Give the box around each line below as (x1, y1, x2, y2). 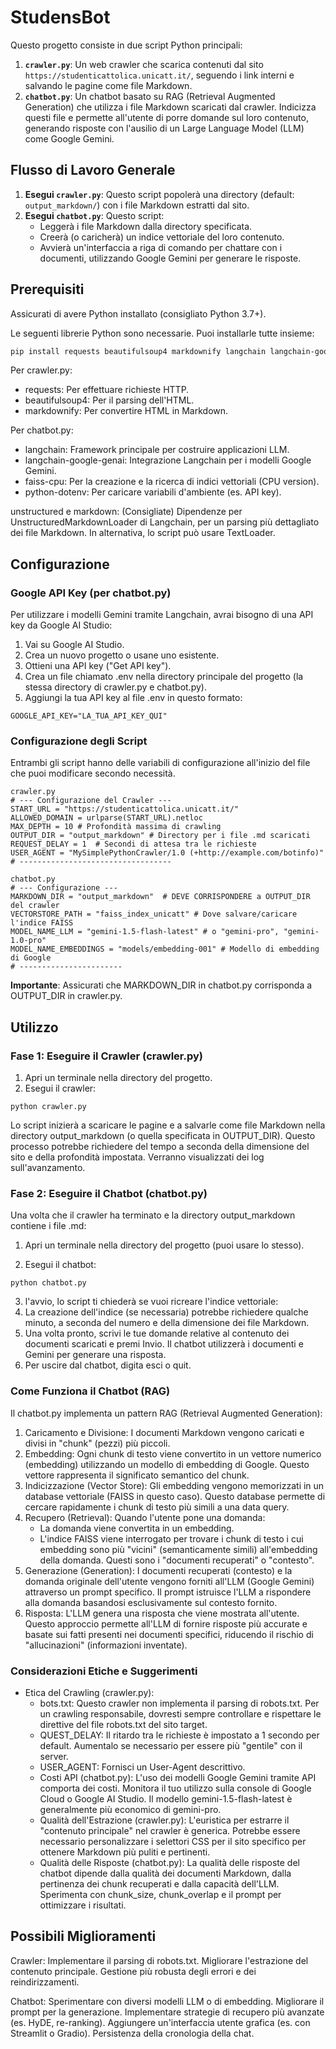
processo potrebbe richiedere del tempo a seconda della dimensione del (10, 1141, 310, 1153)
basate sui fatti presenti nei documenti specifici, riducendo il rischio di (24, 1628, 314, 1640)
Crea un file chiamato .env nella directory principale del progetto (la (24, 671, 304, 683)
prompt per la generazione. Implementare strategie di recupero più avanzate (10, 2006, 325, 2018)
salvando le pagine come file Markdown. (24, 79, 193, 91)
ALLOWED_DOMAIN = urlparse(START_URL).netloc (10, 813, 203, 823)
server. (39, 1751, 69, 1762)
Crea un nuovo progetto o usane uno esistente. (24, 649, 220, 661)
